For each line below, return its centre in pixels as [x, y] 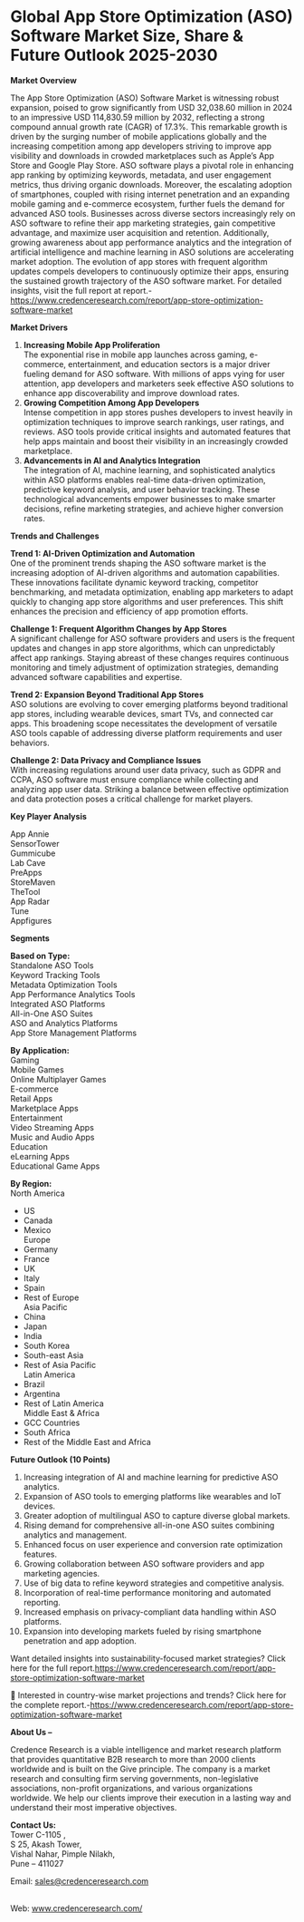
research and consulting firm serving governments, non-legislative [134, 1778]
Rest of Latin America [64, 1403]
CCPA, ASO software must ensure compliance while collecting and [134, 779]
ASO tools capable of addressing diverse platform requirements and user [147, 733]
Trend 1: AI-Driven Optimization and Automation [103, 553]
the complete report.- [50, 1704]
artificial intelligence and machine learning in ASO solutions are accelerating [152, 252]
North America [38, 1193]
